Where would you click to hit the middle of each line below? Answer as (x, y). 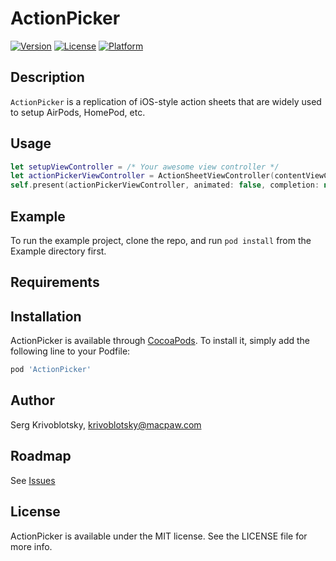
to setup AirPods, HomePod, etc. (78, 112)
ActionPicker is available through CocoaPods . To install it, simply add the (160, 341)
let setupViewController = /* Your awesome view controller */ (145, 167)
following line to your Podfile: (70, 351)
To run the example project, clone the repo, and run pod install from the (161, 240)
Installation (46, 316)
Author (32, 400)
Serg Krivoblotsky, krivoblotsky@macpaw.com (106, 424)
